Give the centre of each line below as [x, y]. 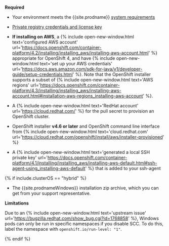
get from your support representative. [51, 193]
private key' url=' [30, 157]
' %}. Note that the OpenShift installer [112, 74]
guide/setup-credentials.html [42, 74]
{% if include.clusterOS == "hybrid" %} [46, 178]
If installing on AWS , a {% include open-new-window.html [73, 37]
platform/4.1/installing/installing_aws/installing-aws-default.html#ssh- [85, 163]
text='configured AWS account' [45, 42]
